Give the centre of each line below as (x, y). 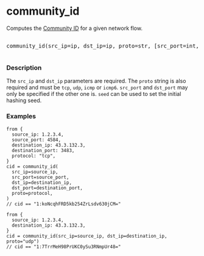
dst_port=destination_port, (47, 188)
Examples (21, 116)
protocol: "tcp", (34, 156)
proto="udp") (23, 241)
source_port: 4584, (37, 140)
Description (24, 67)
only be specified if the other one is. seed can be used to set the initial (94, 94)
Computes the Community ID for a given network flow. (75, 28)
